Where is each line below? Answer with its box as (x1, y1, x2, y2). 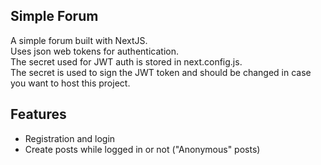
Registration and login (24, 132, 116, 144)
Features (10, 106, 67, 123)
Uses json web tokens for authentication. (10, 45, 179, 57)
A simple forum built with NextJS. (10, 34, 148, 46)
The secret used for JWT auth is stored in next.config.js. (10, 55, 243, 68)
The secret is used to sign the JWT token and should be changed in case (10, 66, 312, 78)
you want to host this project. (10, 77, 131, 89)
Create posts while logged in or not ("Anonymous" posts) (24, 143, 261, 155)
